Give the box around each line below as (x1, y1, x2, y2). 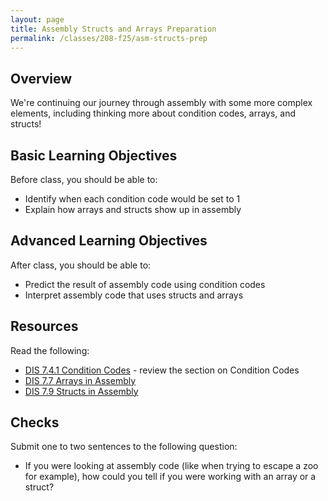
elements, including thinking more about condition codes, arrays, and (10, 107, 297, 120)
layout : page (10, 14, 65, 25)
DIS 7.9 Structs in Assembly (24, 385, 139, 397)
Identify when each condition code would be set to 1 (24, 193, 241, 205)
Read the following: (10, 344, 90, 356)
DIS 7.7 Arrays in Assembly (24, 374, 137, 386)
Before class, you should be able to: (10, 174, 158, 185)
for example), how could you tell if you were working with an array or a (24, 471, 317, 483)
